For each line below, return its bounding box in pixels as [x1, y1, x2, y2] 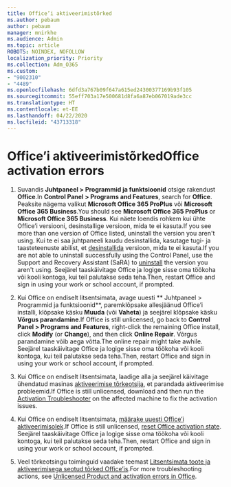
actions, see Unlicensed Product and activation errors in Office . [16, 472, 197, 481]
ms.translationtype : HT [7, 100, 76, 106]
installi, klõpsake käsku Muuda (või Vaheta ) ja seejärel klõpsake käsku [16, 308, 218, 317]
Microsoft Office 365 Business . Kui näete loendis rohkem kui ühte [16, 214, 206, 223]
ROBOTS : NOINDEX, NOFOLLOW [7, 49, 85, 56]
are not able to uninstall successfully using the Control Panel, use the [16, 251, 213, 260]
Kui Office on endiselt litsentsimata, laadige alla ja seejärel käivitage [16, 372, 209, 381]
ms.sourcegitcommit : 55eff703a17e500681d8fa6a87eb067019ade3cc [7, 93, 192, 100]
